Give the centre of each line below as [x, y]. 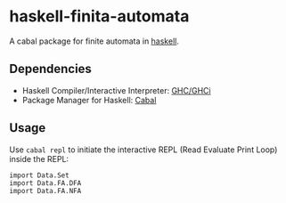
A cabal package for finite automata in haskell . [94, 41]
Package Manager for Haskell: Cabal [89, 100]
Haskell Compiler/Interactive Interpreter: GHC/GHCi [116, 90]
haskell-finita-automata [99, 16]
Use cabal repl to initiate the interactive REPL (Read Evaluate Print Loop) [143, 150]
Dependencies [50, 69]
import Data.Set [39, 175]
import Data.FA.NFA [45, 191]
